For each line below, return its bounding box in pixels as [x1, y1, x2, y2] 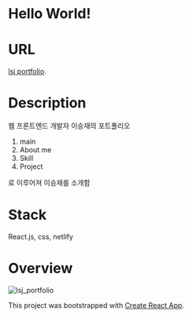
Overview [8, 260, 73, 277]
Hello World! [8, 5, 91, 23]
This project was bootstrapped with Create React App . [8, 300, 185, 310]
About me [19, 145, 52, 155]
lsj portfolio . [8, 67, 47, 76]
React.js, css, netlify [8, 232, 73, 241]
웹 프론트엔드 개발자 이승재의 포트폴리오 [8, 121, 131, 130]
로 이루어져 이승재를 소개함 [8, 178, 90, 188]
